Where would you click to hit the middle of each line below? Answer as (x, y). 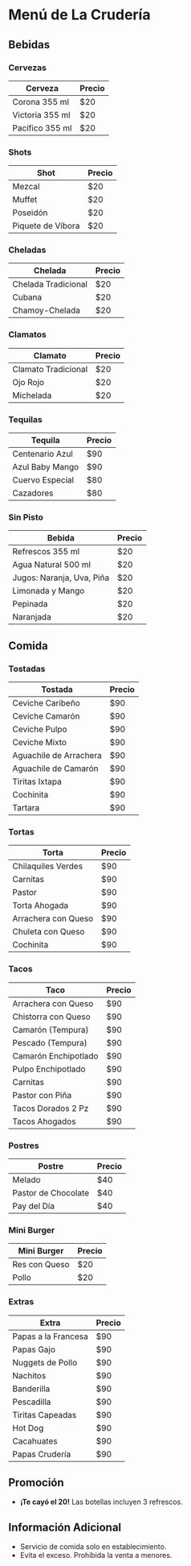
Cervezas (27, 68)
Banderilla (31, 1389)
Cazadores (33, 493)
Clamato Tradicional (50, 369)
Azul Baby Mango (46, 467)
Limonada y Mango (49, 591)
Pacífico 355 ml (42, 128)
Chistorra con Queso (51, 1017)
